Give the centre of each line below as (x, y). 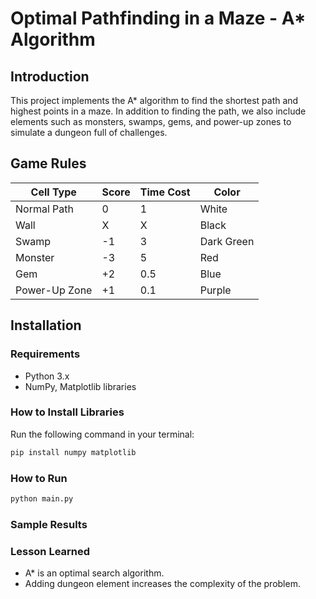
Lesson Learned (50, 551)
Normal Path (44, 209)
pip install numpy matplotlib (73, 452)
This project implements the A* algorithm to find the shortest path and (154, 100)
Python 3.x (47, 376)
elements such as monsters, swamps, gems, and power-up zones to (151, 121)
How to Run (39, 478)
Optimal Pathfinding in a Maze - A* (158, 18)
